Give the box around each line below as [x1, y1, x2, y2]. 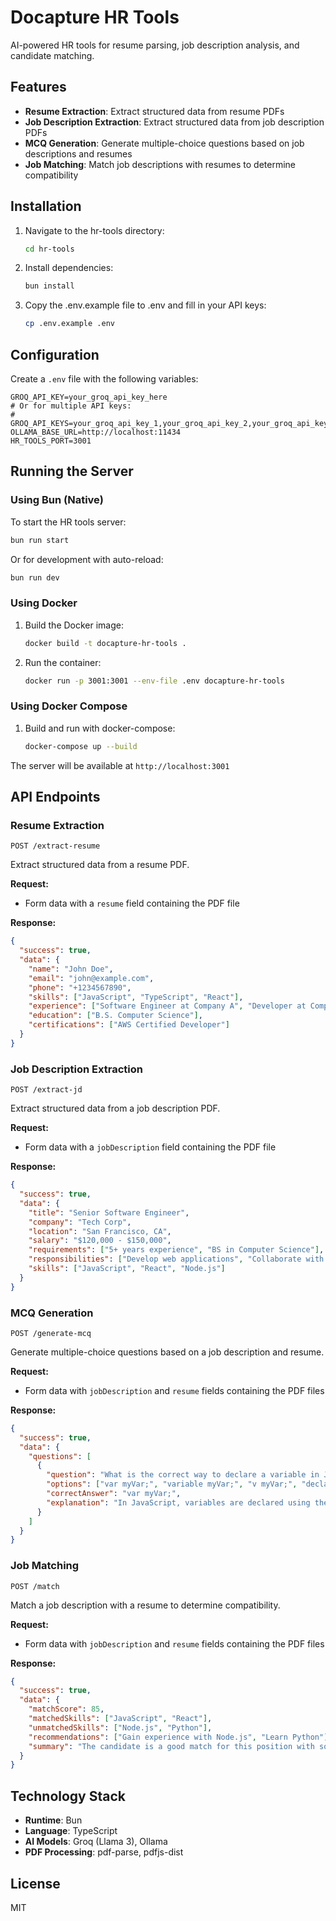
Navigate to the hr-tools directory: [24, 224, 165, 236]
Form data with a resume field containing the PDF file [24, 897, 240, 910]
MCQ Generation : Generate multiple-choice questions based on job [24, 137, 305, 149]
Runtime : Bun [24, 1814, 83, 1826]
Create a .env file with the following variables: [10, 373, 199, 385]
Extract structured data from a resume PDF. [10, 859, 190, 871]
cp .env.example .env [24, 319, 115, 329]
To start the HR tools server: [10, 516, 127, 528]
